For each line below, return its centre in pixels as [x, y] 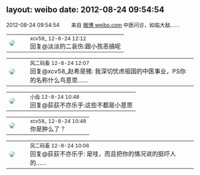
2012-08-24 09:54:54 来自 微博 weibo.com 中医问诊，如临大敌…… [93, 25]
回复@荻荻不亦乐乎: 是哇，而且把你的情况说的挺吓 [100, 154]
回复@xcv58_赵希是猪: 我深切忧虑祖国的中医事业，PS [105, 71]
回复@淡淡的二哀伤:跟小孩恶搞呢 [75, 46]
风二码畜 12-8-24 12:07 [60, 63]
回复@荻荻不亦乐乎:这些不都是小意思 [81, 105]
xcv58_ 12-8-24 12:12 [58, 38]
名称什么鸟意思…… [62, 80]
